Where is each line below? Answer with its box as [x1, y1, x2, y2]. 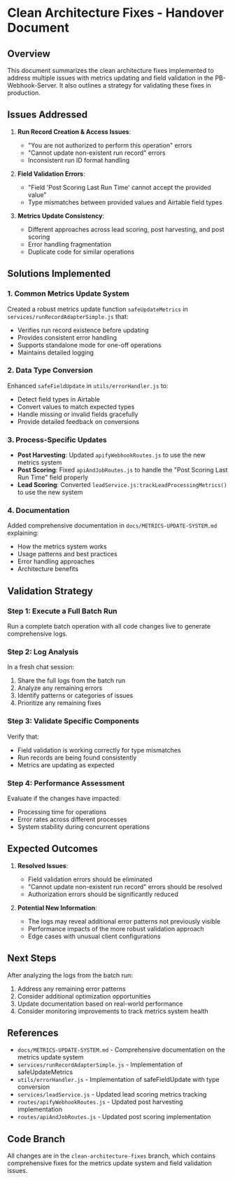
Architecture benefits [17, 565, 79, 573]
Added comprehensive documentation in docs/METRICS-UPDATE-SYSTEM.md [7, 521, 218, 530]
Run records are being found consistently [17, 753, 137, 762]
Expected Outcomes [7, 843, 98, 855]
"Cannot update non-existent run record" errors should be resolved [27, 882, 222, 891]
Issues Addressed [7, 109, 88, 121]
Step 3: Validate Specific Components [7, 716, 140, 726]
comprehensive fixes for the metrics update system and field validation [7, 1159, 212, 1167]
